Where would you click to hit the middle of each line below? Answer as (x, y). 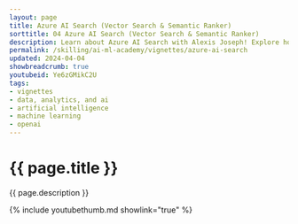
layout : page (33, 17)
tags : (19, 83)
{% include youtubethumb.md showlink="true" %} (101, 210)
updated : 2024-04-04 (47, 58)
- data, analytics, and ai (59, 100)
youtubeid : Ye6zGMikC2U (53, 75)
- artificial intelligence (59, 108)
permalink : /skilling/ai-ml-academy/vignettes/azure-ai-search (129, 50)
